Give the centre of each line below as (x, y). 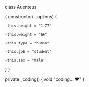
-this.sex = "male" (25, 60)
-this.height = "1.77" (28, 26)
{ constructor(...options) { (31, 17)
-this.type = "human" (27, 43)
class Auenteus (21, 7)
